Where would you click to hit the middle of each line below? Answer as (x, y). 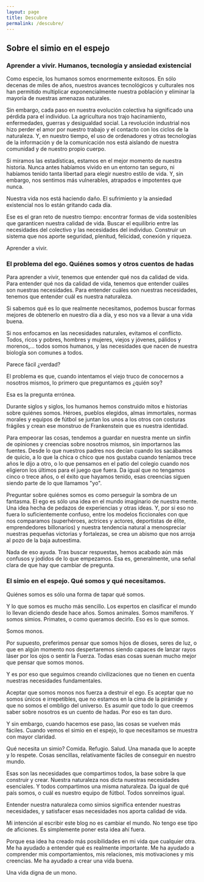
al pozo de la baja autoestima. (44, 540)
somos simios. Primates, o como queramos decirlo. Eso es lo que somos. (98, 619)
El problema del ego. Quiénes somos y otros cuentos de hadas (100, 264)
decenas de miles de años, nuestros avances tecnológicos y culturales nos (100, 85)
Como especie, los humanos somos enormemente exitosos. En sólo (91, 79)
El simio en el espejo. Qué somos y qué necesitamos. (86, 581)
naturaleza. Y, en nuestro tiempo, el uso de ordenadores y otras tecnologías (101, 136)
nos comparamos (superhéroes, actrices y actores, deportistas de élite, (96, 521)
